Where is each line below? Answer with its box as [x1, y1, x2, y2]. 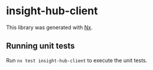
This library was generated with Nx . [6, 24, 93, 31]
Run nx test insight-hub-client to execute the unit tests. [6, 56, 148, 63]
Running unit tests [6, 41, 75, 51]
